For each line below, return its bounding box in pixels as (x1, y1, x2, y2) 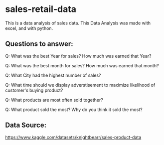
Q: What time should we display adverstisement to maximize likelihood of (5, 82, 156, 88)
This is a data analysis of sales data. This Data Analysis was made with (5, 20, 151, 26)
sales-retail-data (5, 3, 76, 15)
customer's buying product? (5, 87, 63, 93)
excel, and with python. (5, 25, 53, 31)
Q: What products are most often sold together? (5, 97, 103, 103)
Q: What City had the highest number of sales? (5, 72, 101, 78)
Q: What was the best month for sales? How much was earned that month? (5, 62, 159, 68)
